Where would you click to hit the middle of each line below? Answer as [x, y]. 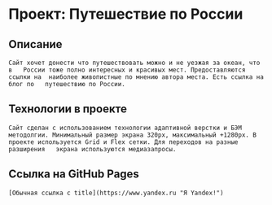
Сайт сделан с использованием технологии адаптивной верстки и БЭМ [125, 128]
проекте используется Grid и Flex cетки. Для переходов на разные [123, 142]
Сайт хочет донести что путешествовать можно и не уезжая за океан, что [134, 63]
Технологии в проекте [68, 109]
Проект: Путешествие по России [126, 14]
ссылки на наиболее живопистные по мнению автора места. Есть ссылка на [136, 77]
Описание [35, 44]
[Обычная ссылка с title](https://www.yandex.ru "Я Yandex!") [116, 193]
